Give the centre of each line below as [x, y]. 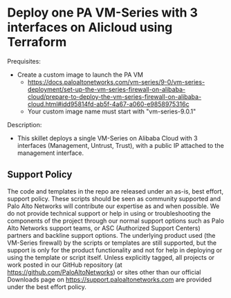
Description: [25, 124]
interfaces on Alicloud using [90, 27]
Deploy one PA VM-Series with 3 [103, 13]
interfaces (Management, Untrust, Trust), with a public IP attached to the [121, 145]
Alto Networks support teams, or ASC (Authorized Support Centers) [104, 228]
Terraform [37, 42]
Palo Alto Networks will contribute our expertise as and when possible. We [113, 206]
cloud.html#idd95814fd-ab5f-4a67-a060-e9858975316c [108, 104]
